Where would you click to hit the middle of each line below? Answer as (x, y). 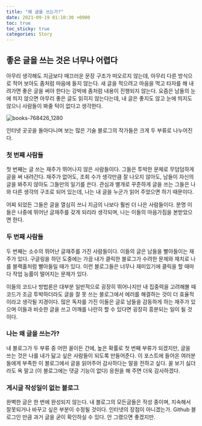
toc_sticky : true (28, 29)
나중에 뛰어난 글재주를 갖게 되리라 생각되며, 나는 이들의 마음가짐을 (94, 212)
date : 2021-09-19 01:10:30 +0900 (48, 17)
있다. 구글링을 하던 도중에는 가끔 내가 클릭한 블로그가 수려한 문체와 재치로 (103, 258)
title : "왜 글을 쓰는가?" (35, 12)
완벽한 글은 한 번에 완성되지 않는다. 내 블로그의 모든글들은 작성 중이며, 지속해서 (99, 402)
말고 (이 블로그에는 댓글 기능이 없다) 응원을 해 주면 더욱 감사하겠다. (102, 371)
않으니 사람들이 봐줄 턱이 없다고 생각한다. (55, 105)
